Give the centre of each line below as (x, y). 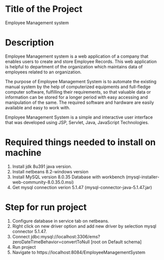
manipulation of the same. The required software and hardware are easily (80, 102)
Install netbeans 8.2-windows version (50, 171)
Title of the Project (44, 9)
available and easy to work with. (38, 107)
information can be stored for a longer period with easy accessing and (77, 97)
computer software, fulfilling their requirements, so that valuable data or (78, 92)
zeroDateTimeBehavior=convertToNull (51, 242)
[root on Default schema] (116, 242)
